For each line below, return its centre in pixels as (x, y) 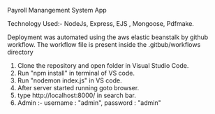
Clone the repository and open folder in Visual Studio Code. (103, 65)
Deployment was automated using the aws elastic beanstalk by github (108, 37)
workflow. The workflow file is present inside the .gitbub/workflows (104, 44)
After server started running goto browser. (78, 88)
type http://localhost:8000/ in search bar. (76, 95)
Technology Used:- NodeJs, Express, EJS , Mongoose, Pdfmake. (101, 23)
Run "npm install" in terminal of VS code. (76, 73)
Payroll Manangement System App (57, 10)
